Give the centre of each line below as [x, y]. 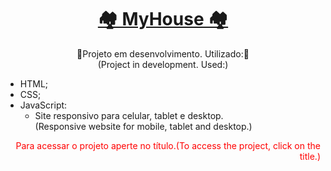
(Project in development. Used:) [163, 64]
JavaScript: [43, 105]
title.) [310, 156]
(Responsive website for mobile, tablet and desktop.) [143, 126]
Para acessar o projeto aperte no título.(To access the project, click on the [168, 145]
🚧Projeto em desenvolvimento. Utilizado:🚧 [163, 53]
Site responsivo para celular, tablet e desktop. [129, 115]
